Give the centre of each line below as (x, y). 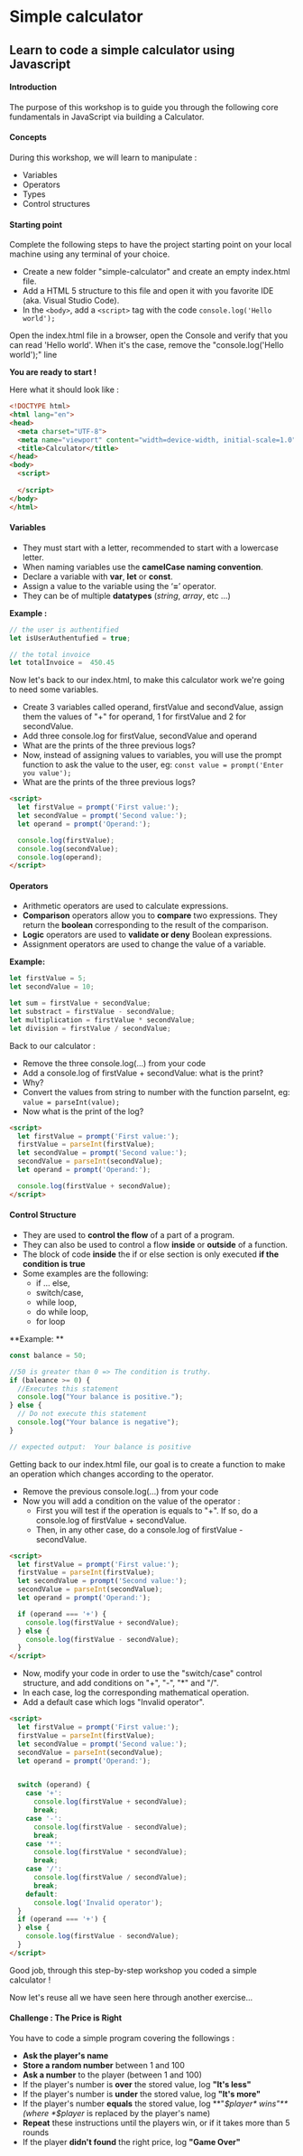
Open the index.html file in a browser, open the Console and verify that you (149, 335)
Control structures (56, 203)
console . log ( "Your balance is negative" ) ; (98, 1422)
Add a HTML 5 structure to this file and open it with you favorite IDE (148, 291)
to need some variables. (54, 689)
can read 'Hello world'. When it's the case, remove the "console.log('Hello (147, 345)
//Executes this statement (68, 1389)
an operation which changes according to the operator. (112, 1474)
